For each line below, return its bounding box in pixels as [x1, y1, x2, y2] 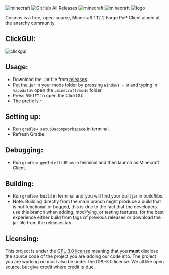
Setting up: [5, 112, 41, 121]
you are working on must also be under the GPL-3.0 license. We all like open [5, 258, 164, 264]
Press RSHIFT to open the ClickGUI [12, 92, 84, 98]
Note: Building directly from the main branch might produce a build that [12, 198, 161, 205]
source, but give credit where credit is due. [5, 264, 95, 270]
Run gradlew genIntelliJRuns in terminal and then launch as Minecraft [12, 160, 159, 166]
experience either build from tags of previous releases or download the [12, 214, 161, 220]
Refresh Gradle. [12, 131, 46, 137]
